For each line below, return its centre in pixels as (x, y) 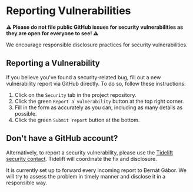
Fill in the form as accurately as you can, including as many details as (99, 107)
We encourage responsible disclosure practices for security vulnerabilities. (97, 45)
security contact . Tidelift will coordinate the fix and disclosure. (82, 159)
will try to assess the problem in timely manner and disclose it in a (86, 176)
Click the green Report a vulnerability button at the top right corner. (99, 101)
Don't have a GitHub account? (62, 138)
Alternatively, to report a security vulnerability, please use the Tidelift (90, 152)
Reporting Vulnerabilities (69, 11)
